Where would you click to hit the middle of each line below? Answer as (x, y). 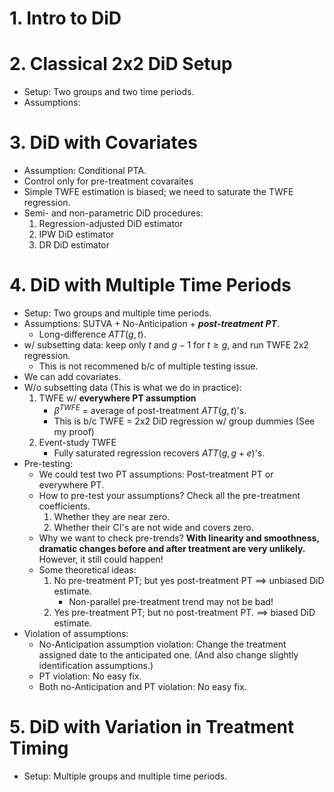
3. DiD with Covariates (103, 143)
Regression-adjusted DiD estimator (111, 224)
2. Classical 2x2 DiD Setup (121, 64)
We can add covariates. (72, 376)
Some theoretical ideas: (87, 569)
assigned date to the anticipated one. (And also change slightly (168, 654)
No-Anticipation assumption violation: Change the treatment (162, 644)
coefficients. (64, 506)
